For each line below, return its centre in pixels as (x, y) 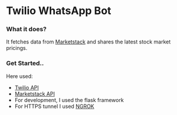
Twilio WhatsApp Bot (59, 11)
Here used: (20, 76)
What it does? (27, 29)
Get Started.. (25, 63)
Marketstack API (35, 94)
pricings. (17, 48)
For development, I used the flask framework (69, 100)
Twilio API (27, 87)
